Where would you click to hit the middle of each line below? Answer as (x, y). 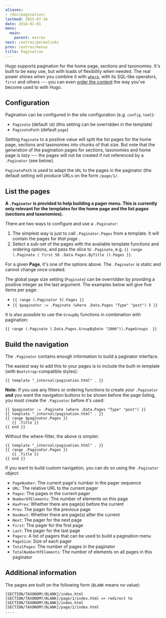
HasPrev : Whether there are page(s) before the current (68, 504)
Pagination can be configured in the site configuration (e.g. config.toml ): (80, 115)
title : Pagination (24, 51)
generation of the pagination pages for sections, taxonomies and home (78, 150)
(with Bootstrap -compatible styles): (42, 371)
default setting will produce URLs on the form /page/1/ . (62, 176)
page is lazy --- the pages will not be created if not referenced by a (75, 155)
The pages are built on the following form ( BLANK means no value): (73, 585)
